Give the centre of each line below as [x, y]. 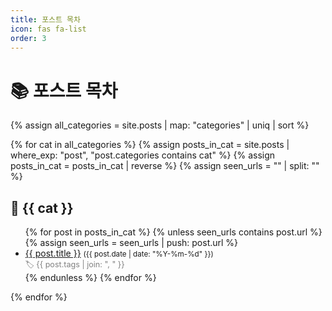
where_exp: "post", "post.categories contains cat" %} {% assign [143, 155]
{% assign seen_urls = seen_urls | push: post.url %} [131, 243]
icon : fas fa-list [48, 29]
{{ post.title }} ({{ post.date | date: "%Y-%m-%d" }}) [119, 253]
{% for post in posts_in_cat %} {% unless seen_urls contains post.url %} [173, 232]
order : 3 [28, 38]
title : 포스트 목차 [45, 19]
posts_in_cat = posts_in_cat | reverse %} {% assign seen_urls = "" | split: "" [165, 166]
